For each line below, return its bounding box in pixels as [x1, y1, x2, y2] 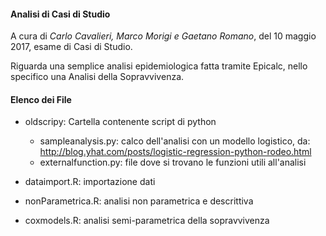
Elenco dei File [10, 93, 72, 105]
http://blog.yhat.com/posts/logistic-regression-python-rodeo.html [39, 146, 312, 158]
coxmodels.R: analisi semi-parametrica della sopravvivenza [24, 215, 270, 227]
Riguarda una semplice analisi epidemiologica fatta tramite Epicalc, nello [10, 60, 308, 72]
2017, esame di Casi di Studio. [10, 41, 133, 53]
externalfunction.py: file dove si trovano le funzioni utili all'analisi [39, 156, 307, 169]
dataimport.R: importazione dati [24, 176, 156, 188]
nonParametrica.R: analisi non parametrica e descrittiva [24, 195, 254, 207]
